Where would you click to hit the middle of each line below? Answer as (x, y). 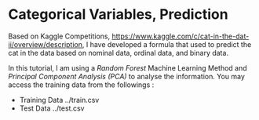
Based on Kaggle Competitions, (59, 36)
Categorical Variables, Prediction (119, 15)
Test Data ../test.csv (52, 108)
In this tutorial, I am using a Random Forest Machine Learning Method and (128, 67)
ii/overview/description (45, 44)
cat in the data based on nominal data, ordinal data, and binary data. (119, 53)
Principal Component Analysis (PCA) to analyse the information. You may (127, 76)
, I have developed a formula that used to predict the (167, 44)
